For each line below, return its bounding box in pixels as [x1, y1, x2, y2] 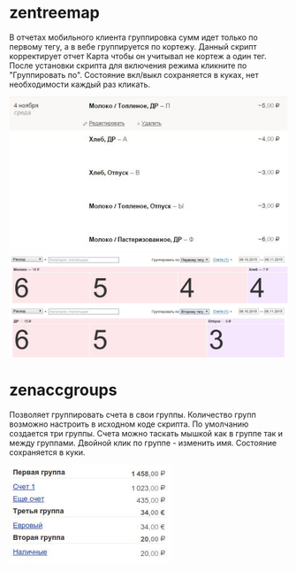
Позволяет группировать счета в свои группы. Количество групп [9, 410, 256, 421]
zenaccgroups [9, 380, 118, 400]
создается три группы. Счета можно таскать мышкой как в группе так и [9, 428, 284, 439]
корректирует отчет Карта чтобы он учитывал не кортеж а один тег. [9, 50, 267, 61]
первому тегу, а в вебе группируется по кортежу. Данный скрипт [9, 41, 258, 51]
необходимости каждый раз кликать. [9, 79, 151, 89]
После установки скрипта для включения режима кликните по [9, 60, 247, 71]
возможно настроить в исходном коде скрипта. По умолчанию [9, 419, 249, 429]
